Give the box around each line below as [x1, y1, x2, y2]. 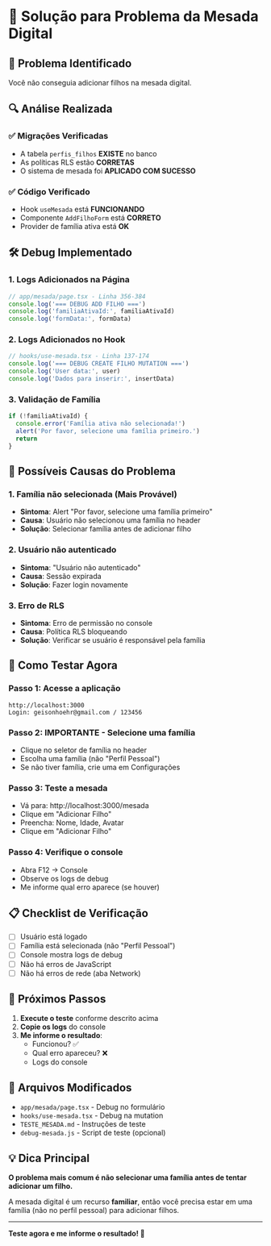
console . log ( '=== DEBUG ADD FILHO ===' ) [8, 300, 147, 308]
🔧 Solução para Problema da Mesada [8, 7, 259, 26]
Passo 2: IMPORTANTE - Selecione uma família [8, 727, 196, 738]
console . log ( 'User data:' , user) [8, 367, 121, 376]
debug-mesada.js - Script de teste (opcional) [19, 1128, 166, 1138]
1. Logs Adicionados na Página [8, 274, 131, 285]
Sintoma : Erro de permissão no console [19, 618, 153, 627]
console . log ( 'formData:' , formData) [8, 315, 131, 323]
